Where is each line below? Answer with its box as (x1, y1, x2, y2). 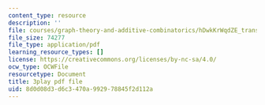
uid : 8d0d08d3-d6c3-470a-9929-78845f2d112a (8, 84, 154, 93)
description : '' (8, 19, 62, 27)
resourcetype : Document (8, 70, 87, 78)
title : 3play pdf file (8, 77, 83, 85)
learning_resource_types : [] (8, 48, 104, 56)
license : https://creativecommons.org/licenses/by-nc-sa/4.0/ (8, 56, 217, 64)
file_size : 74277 (8, 33, 65, 42)
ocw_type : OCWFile (8, 63, 69, 71)
